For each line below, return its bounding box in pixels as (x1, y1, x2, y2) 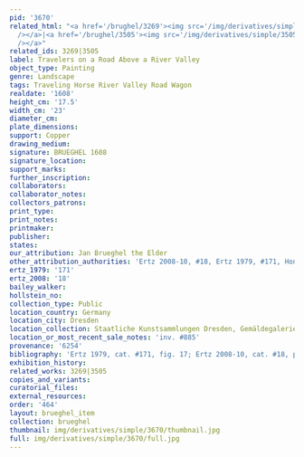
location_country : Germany (9, 308, 111, 317)
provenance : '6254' (9, 341, 83, 350)
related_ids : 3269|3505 (9, 47, 100, 56)
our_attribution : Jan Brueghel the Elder (9, 249, 168, 258)
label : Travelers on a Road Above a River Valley (9, 55, 201, 64)
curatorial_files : (9, 384, 79, 393)
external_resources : (9, 392, 88, 401)
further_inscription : (9, 173, 91, 182)
